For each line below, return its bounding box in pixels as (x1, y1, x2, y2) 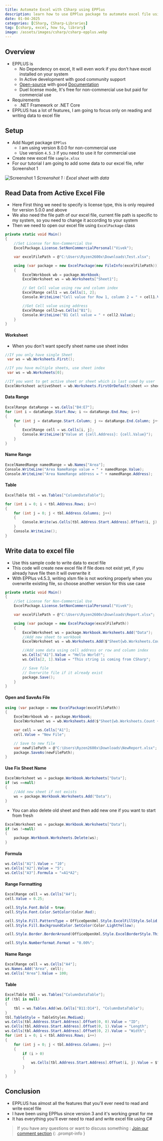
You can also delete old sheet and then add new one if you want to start (12, 807, 156, 813)
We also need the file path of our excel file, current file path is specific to (12, 212, 158, 218)
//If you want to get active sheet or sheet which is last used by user (5, 379, 155, 384)
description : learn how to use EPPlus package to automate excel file (5, 12, 151, 17)
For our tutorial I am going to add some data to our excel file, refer (12, 160, 144, 166)
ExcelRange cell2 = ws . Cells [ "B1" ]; (22, 308, 92, 313)
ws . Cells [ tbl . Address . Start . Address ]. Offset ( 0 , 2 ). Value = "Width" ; (5, 1028, 147, 1033)
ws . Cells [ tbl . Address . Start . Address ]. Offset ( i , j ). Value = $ (31, 1060, 158, 1065)
